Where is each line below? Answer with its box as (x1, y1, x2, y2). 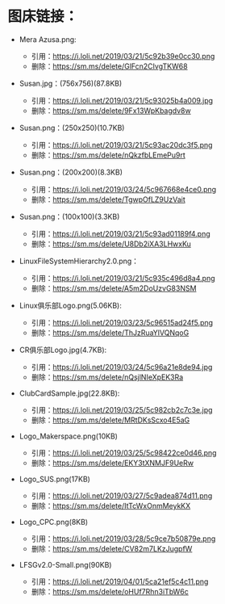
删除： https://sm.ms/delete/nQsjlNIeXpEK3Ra (31, 372, 184, 382)
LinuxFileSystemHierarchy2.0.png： (19, 256, 139, 266)
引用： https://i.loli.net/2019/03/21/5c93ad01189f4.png (31, 229, 210, 238)
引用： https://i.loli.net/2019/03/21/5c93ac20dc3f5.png (31, 140, 213, 149)
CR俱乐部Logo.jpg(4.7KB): (19, 345, 107, 354)
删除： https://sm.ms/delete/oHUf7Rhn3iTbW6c (31, 586, 189, 596)
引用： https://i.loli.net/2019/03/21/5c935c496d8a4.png (31, 273, 215, 283)
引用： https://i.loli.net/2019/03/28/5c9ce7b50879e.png (31, 534, 216, 543)
